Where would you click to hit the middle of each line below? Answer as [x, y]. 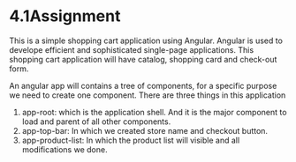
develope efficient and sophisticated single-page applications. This [132, 49]
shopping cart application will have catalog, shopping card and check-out [143, 59]
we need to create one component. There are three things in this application [148, 95]
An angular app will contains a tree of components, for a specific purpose [143, 85]
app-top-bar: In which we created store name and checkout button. [144, 130]
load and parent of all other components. [96, 121]
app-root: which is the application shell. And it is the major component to [154, 112]
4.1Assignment [65, 16]
